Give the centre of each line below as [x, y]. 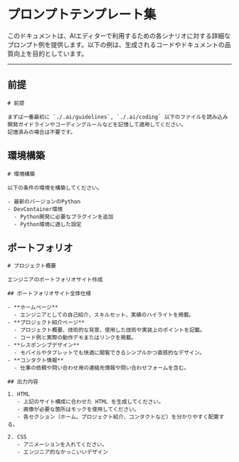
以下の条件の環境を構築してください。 [55, 188]
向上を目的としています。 [51, 53]
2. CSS [17, 437]
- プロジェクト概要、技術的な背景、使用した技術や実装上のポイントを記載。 [110, 330]
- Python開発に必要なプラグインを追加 [64, 217]
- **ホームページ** [33, 307]
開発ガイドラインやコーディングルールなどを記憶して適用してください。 [97, 124]
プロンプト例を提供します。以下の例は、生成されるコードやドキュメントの [116, 44]
